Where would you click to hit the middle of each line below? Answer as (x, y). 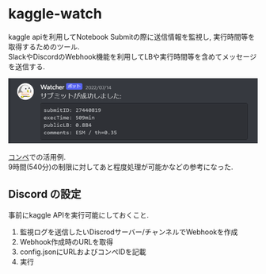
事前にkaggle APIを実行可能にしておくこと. (78, 214)
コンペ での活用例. (37, 157)
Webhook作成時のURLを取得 (66, 241)
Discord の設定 (45, 194)
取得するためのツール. (44, 46)
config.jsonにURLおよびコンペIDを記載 (83, 252)
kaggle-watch (55, 14)
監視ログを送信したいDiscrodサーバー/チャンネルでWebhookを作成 (129, 232)
